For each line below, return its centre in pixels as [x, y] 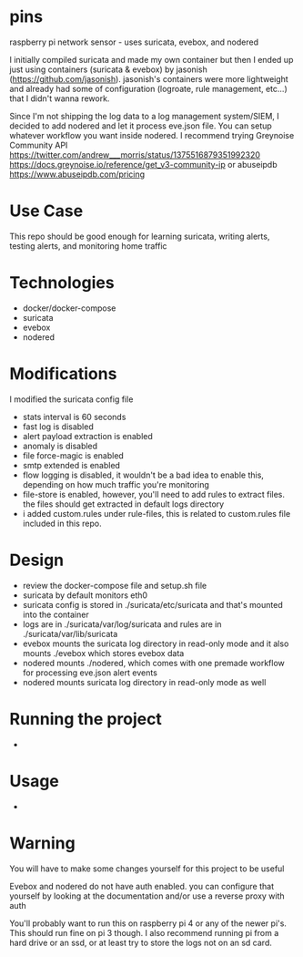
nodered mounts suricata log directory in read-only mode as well [144, 682]
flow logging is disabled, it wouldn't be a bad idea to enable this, [143, 475]
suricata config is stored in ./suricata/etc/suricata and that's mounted [153, 604]
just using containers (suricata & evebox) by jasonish [108, 69]
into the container [56, 614]
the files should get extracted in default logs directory [123, 504]
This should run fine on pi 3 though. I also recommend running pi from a [144, 932]
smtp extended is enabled [71, 465]
